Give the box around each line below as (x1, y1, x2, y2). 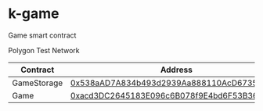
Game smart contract (8, 30, 77, 40)
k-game (8, 5, 59, 23)
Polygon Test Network (8, 45, 80, 55)
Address (160, 64, 193, 75)
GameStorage (12, 77, 63, 88)
